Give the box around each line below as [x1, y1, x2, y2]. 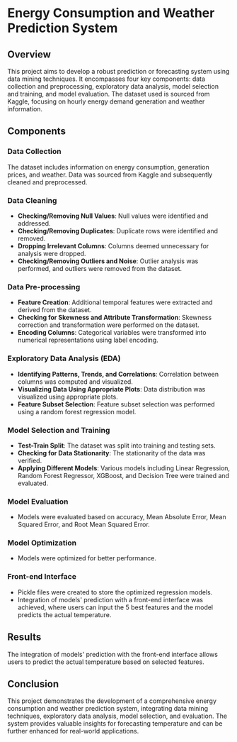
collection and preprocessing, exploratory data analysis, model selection [7, 82, 219, 90]
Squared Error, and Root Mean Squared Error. [17, 520, 150, 529]
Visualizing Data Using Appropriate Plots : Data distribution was [17, 384, 206, 393]
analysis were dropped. [17, 249, 86, 258]
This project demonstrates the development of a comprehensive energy [7, 697, 217, 705]
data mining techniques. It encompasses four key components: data [7, 74, 206, 83]
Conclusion [7, 677, 59, 690]
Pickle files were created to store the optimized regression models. [17, 587, 213, 597]
